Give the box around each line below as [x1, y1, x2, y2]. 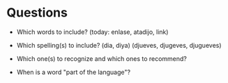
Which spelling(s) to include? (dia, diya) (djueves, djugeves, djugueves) [16, 41, 222, 49]
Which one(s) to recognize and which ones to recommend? [16, 54, 188, 63]
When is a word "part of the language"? [16, 68, 130, 76]
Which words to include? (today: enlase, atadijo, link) [16, 28, 169, 36]
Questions [6, 5, 68, 21]
